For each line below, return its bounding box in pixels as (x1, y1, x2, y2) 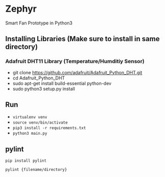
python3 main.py (12, 131, 47, 136)
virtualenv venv (12, 115, 47, 120)
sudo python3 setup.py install (12, 85, 75, 92)
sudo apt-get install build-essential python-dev (12, 80, 112, 86)
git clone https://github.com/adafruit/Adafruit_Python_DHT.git (12, 69, 143, 75)
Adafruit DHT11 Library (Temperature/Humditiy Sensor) (5, 58, 145, 65)
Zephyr (5, 3, 37, 15)
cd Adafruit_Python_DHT (12, 75, 65, 81)
